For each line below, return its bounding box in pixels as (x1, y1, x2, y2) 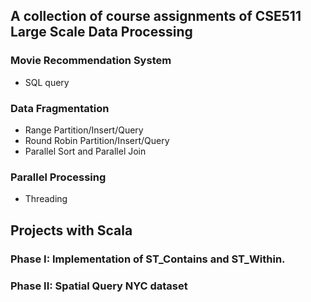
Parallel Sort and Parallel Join (24, 145, 147, 157)
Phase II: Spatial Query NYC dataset (10, 279, 188, 293)
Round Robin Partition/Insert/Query (24, 134, 170, 146)
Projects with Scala (10, 222, 133, 239)
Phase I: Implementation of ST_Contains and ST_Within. (10, 252, 286, 266)
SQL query (24, 76, 70, 88)
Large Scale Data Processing (10, 24, 193, 41)
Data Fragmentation (10, 101, 110, 115)
